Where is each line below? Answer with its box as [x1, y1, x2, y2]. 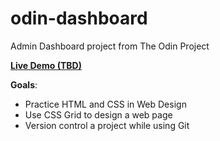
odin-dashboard [10, 7, 148, 30]
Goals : [10, 78, 38, 91]
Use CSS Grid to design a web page [24, 108, 173, 121]
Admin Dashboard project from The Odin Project [10, 40, 210, 52]
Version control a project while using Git [24, 119, 190, 131]
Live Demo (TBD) [10, 59, 82, 71]
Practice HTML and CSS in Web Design [24, 98, 187, 110]
